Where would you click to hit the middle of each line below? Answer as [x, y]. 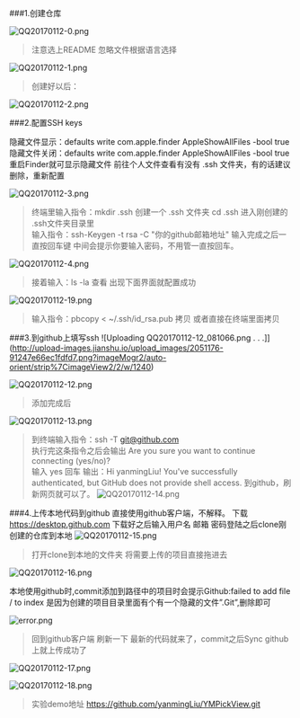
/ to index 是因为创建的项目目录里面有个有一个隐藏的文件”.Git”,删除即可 [140, 602]
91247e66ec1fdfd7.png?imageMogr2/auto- [88, 357]
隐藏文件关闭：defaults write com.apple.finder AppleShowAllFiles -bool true [150, 153]
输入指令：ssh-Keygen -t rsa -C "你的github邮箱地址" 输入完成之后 [155, 235]
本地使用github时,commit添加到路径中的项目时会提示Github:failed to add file [150, 591]
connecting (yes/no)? [71, 461]
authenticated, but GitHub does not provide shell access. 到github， [157, 483]
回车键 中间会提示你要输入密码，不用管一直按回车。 [143, 246]
